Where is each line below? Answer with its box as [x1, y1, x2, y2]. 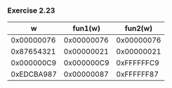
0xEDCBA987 [11, 69, 58, 79]
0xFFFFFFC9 [116, 58, 159, 68]
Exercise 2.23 [7, 6, 55, 15]
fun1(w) [72, 24, 100, 34]
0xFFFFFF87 [116, 69, 159, 79]
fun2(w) [124, 24, 153, 34]
